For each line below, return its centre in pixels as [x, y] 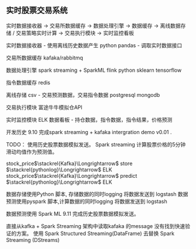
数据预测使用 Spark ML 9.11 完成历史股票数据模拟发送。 [73, 213]
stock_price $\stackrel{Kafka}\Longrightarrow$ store [69, 163]
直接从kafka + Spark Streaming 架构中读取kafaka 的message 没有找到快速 [96, 226]
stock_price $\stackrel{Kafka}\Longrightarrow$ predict [72, 176]
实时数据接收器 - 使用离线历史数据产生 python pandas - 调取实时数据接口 [94, 45]
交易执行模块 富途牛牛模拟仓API [44, 107]
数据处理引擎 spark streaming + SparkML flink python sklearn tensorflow [94, 70]
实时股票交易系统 [37, 10]
